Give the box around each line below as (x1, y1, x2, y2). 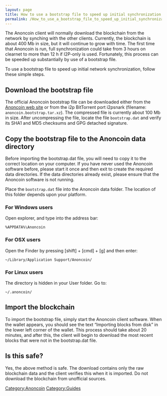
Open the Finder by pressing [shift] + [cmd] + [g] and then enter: (5, 247, 138, 253)
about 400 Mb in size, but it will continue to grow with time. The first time (5, 41, 155, 47)
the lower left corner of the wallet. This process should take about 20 (5, 326, 147, 333)
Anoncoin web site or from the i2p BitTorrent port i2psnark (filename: (5, 104, 147, 110)
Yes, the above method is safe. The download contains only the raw (5, 365, 144, 371)
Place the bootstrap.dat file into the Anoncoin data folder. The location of (5, 186, 156, 192)
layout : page (5, 7, 32, 12)
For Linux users (5, 269, 44, 276)
